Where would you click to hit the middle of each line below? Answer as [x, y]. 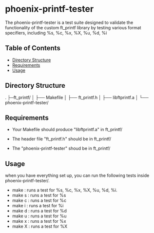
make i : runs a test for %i [38, 206]
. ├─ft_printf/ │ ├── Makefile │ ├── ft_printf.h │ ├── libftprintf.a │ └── [77, 97]
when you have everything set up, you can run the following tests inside [77, 175]
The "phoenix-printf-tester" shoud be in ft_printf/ [61, 148]
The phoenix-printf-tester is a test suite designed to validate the [69, 22]
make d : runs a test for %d [39, 211]
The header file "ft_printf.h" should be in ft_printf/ [61, 139]
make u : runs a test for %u [39, 216]
